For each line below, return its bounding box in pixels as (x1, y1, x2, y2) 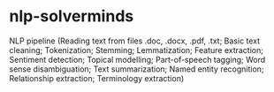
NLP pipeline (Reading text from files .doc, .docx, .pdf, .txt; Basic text (9, 35, 261, 46)
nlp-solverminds (9, 6, 134, 27)
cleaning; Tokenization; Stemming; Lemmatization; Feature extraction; (9, 44, 263, 55)
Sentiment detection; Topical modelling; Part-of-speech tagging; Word (9, 54, 266, 65)
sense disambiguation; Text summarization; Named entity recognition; (9, 64, 264, 74)
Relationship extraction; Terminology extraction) (9, 73, 185, 83)
